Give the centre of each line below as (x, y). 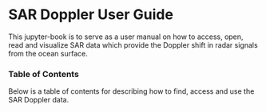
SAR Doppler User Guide (91, 15)
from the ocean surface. (48, 53)
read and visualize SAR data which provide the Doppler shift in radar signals (133, 44)
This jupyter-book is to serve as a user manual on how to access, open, (126, 37)
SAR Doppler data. (39, 100)
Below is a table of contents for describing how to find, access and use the (131, 91)
